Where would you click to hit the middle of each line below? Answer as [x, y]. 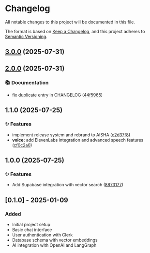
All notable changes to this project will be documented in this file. [70, 22]
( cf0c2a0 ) [22, 145]
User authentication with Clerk [42, 235]
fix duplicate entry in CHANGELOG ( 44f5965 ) [57, 95]
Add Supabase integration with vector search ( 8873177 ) [67, 185]
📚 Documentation [27, 82]
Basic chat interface [32, 230]
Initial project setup [31, 225]
